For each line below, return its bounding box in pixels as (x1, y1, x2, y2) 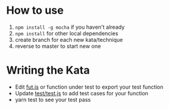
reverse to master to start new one (14, 43, 101, 50)
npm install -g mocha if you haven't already (14, 23, 125, 31)
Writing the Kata (6, 63, 90, 77)
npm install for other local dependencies (14, 29, 119, 37)
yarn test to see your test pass (14, 96, 91, 103)
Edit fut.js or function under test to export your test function (14, 83, 164, 90)
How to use (6, 4, 64, 17)
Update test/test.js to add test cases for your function (14, 89, 149, 96)
